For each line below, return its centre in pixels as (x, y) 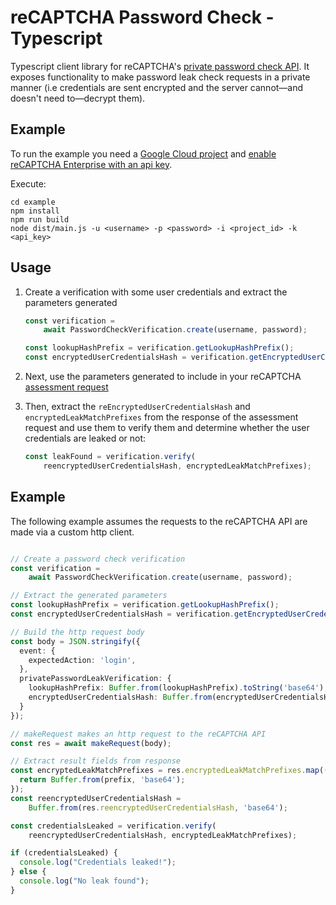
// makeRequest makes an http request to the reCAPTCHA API (138, 734)
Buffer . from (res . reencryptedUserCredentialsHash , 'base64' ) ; (158, 807)
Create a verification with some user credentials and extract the (156, 292)
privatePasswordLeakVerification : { (95, 679)
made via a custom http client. (72, 532)
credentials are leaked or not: (85, 438)
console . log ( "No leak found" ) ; (84, 881)
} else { (28, 872)
